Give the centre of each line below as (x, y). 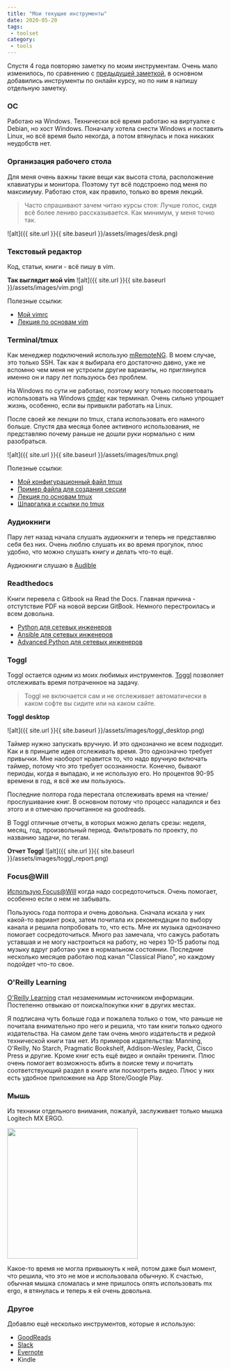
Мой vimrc (33, 314)
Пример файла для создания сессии (72, 489)
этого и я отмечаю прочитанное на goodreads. (77, 810)
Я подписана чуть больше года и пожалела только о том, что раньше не (115, 1019)
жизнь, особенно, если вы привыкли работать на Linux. (90, 405)
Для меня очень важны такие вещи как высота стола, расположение (111, 177)
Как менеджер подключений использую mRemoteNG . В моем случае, (112, 355)
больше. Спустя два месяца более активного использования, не (104, 426)
